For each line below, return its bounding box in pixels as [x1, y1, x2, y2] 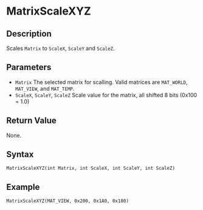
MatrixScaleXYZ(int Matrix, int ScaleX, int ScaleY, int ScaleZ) [6, 166, 175, 172]
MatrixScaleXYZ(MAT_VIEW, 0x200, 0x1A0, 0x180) [6, 198, 129, 205]
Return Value [6, 116, 57, 126]
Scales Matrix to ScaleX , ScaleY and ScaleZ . [6, 44, 115, 52]
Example [6, 181, 40, 192]
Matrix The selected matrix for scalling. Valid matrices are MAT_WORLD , [15, 78, 188, 86]
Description [6, 29, 52, 39]
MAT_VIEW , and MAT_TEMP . [15, 85, 75, 92]
